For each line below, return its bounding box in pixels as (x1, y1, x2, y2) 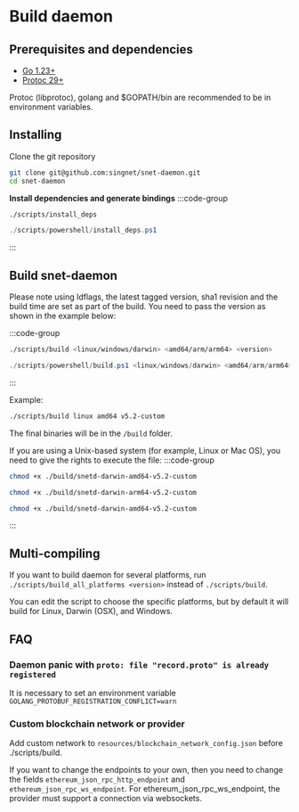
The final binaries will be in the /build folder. (9, 428, 174, 439)
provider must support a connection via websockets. (9, 793, 203, 804)
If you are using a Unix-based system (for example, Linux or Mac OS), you (9, 445, 281, 455)
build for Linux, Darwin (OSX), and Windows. (9, 606, 174, 617)
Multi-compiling (9, 545, 101, 561)
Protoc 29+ (21, 75, 64, 86)
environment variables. (9, 102, 93, 112)
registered (9, 669, 56, 679)
